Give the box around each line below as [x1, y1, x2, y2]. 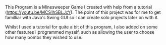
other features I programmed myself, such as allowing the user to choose [5, 29, 155, 35]
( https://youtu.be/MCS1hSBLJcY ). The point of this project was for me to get [5, 9, 161, 15]
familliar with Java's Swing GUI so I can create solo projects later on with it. [5, 15, 159, 20]
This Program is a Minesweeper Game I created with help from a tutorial [5, 4, 152, 10]
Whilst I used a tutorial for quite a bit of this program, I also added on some [5, 24, 158, 30]
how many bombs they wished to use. [5, 34, 83, 40]
